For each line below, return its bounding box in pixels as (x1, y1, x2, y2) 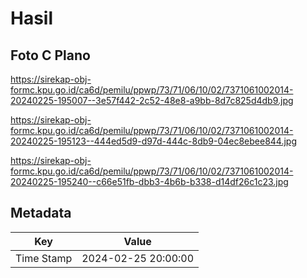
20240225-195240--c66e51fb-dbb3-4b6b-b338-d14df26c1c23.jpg (10, 176, 289, 187)
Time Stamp (15, 251, 73, 265)
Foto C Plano (10, 47, 91, 64)
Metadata (10, 205, 72, 222)
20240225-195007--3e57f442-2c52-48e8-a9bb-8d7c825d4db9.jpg (10, 95, 294, 106)
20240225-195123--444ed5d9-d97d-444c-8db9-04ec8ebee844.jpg (10, 135, 298, 147)
